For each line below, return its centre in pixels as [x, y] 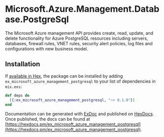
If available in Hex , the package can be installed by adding [64, 76]
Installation [23, 64]
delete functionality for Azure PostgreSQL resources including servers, [77, 38]
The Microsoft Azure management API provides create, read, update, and [79, 33]
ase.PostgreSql [37, 19]
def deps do [17, 95]
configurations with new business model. [47, 49]
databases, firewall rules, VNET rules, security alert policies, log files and [79, 43]
